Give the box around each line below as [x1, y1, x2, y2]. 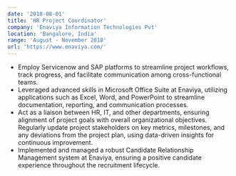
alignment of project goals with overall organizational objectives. [17, 116, 207, 124]
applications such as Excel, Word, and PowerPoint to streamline [17, 93, 205, 101]
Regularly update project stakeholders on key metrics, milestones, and [17, 123, 225, 131]
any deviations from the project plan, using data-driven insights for [17, 131, 215, 139]
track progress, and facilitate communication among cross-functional [17, 70, 222, 79]
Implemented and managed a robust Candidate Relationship [17, 146, 194, 154]
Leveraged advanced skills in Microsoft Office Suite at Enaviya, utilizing [17, 86, 228, 94]
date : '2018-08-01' [7, 10, 66, 18]
